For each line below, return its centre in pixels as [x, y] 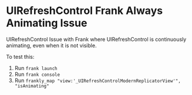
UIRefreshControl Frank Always [85, 11]
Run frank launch [36, 68]
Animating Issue [47, 23]
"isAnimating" [32, 86]
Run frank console [37, 74]
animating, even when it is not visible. [51, 45]
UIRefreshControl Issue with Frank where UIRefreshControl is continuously [96, 39]
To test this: [20, 57]
